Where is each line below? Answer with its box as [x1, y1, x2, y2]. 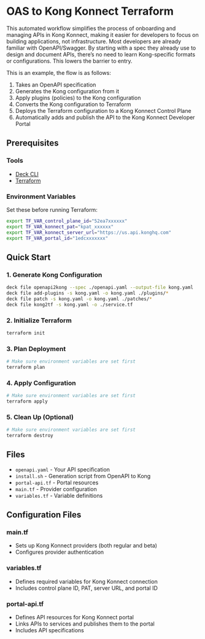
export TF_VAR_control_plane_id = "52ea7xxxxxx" [6, 218, 128, 224]
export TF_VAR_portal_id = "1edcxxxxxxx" [6, 235, 109, 241]
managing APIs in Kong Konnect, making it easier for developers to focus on [6, 31, 199, 38]
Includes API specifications [15, 627, 84, 634]
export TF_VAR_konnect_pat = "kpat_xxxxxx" [6, 223, 114, 230]
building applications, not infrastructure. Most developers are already [6, 37, 182, 45]
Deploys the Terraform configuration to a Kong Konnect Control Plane [15, 107, 191, 114]
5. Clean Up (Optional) [6, 412, 74, 421]
